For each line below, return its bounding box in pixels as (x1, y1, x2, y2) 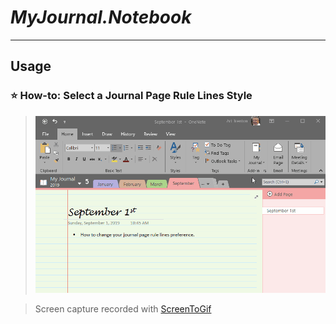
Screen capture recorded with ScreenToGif (34, 303, 212, 315)
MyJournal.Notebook (10, 6, 192, 29)
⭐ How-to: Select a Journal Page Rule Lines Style (10, 89, 253, 103)
